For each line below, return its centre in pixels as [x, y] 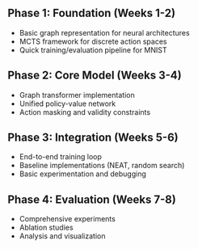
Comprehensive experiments [67, 219]
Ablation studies [46, 228]
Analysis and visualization [62, 236]
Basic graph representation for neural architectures [105, 32]
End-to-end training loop [61, 157]
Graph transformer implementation [77, 95]
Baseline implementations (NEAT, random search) [102, 166]
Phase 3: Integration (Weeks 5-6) [93, 138]
